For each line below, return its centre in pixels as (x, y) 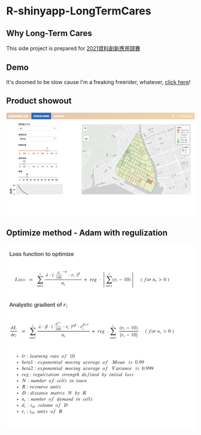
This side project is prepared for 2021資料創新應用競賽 (73, 48)
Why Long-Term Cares (49, 33)
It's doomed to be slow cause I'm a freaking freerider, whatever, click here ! (98, 82)
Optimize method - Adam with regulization (87, 233)
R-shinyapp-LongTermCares (79, 11)
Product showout (39, 101)
